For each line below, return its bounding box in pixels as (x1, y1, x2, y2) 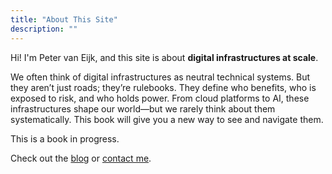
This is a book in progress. (10, 132, 120, 145)
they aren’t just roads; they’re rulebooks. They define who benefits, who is (10, 81, 317, 93)
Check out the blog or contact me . (10, 152, 152, 164)
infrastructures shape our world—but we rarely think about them (10, 102, 276, 115)
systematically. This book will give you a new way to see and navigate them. (10, 113, 324, 125)
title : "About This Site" (10, 14, 118, 25)
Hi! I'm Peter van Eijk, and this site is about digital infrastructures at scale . (10, 51, 319, 63)
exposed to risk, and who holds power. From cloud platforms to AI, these (10, 92, 310, 104)
